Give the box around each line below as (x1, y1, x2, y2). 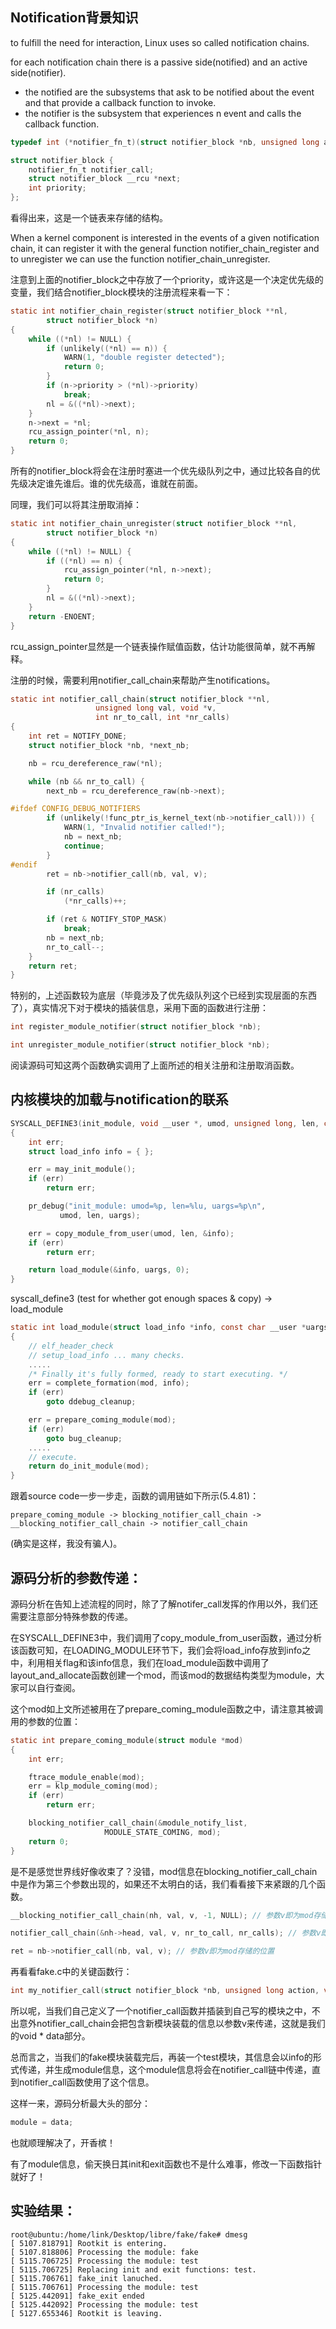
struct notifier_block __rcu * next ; (28, 174, 182, 184)
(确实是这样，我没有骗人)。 (10, 1538, 123, 1550)
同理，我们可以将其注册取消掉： (10, 499, 142, 511)
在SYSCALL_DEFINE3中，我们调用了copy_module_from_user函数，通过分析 (10, 1631, 323, 1643)
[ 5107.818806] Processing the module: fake (10, 2247, 199, 2257)
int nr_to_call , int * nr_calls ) (95, 713, 230, 723)
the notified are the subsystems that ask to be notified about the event (24, 86, 315, 98)
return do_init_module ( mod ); (28, 1461, 150, 1472)
